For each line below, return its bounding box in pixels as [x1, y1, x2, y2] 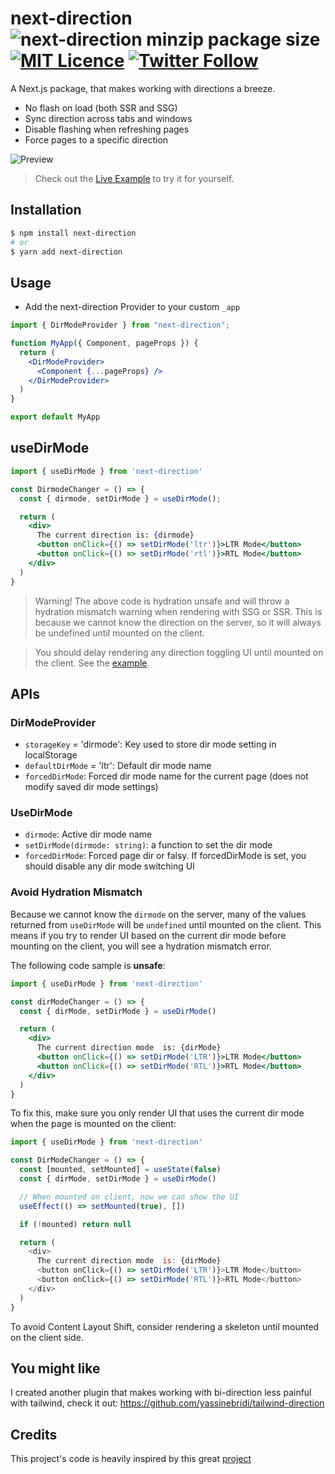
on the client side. [10, 1331, 84, 1343]
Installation [10, 202, 82, 219]
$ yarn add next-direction [10, 247, 123, 257]
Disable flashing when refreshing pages [24, 123, 190, 135]
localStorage [24, 749, 78, 761]
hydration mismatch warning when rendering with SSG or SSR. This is [34, 605, 323, 617]
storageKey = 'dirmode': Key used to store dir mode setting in [24, 738, 277, 751]
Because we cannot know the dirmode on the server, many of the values [10, 908, 307, 920]
